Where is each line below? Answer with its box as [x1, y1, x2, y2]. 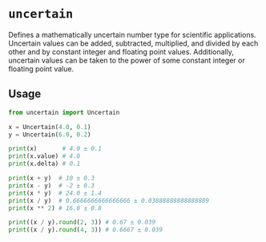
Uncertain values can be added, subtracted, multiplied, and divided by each [8, 38, 259, 48]
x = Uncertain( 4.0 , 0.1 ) [8, 123, 91, 131]
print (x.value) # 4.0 [8, 152, 81, 160]
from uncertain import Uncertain [8, 108, 120, 116]
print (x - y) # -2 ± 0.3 [8, 181, 95, 190]
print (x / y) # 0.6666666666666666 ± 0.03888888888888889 [8, 196, 210, 204]
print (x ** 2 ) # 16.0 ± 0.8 [8, 204, 103, 212]
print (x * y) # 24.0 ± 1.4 [8, 189, 103, 197]
